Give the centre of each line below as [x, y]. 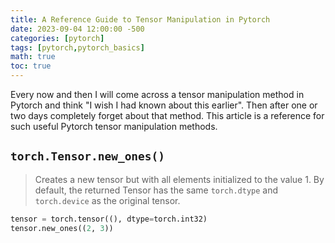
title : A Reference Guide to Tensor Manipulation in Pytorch [140, 19]
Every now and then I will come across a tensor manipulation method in [157, 94]
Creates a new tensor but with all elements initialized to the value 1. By [179, 179]
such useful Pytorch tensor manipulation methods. [114, 126]
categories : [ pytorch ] [57, 38]
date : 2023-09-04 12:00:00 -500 [77, 29]
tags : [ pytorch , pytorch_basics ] [77, 47]
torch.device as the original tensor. [107, 200]
